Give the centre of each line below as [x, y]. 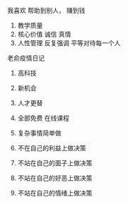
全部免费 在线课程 [43, 118]
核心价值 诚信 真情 [44, 34]
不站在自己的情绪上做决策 [55, 193]
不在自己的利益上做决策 [52, 148]
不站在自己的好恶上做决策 [55, 178]
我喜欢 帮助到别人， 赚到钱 [46, 10]
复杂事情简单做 [39, 133]
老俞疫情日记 [26, 58]
